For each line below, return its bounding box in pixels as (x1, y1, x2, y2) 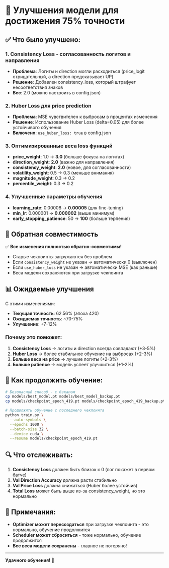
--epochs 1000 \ (10, 422, 44, 427)
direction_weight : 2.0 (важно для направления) (12, 159, 115, 165)
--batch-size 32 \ (10, 426, 49, 432)
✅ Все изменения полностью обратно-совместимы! (5, 243, 122, 249)
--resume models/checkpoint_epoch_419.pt (10, 436, 98, 441)
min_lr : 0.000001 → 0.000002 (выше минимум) (12, 210, 115, 216)
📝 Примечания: (5, 508, 56, 517)
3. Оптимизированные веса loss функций (5, 142, 113, 149)
